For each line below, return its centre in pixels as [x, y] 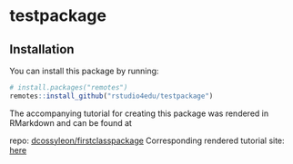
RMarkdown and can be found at [71, 122]
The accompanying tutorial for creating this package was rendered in [139, 113]
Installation [42, 49]
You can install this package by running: [84, 71]
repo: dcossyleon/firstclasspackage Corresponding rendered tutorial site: [147, 140]
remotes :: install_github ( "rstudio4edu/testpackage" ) [111, 96]
